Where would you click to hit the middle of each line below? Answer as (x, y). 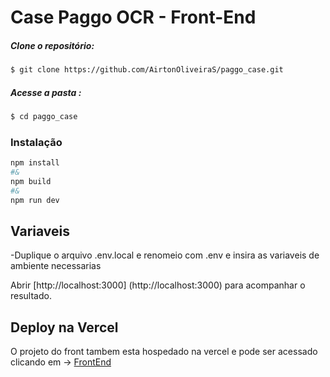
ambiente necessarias (56, 266)
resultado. (31, 296)
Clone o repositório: (52, 45)
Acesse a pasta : (46, 92)
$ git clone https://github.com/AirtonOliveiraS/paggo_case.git (147, 70)
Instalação (36, 142)
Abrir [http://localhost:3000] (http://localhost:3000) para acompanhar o (158, 285)
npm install (35, 163)
